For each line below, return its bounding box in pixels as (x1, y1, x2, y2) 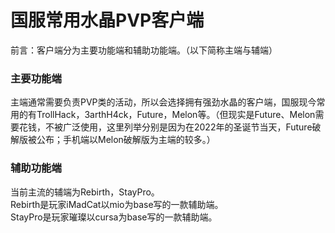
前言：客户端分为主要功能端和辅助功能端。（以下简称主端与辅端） (10, 44, 278, 56)
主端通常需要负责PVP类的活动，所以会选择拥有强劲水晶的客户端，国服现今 (10, 96, 317, 108)
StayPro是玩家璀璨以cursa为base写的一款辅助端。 (10, 211, 218, 223)
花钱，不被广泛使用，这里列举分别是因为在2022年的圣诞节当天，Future (18, 121, 313, 133)
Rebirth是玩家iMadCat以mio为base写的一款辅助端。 (10, 198, 224, 210)
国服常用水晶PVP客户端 (10, 9, 205, 32)
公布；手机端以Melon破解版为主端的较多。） (36, 134, 216, 146)
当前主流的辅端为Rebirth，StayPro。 (10, 186, 160, 198)
